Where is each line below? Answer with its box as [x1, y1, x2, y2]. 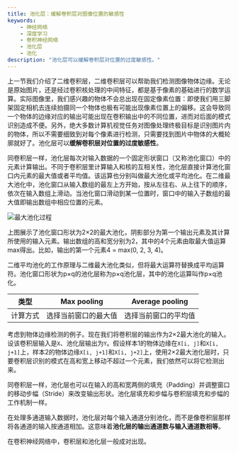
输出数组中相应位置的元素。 [25, 197, 107, 206]
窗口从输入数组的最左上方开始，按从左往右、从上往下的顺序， [50, 180, 231, 188]
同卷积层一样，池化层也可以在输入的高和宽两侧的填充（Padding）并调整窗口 [7, 380, 230, 389]
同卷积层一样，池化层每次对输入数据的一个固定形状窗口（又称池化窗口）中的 [7, 153, 231, 162]
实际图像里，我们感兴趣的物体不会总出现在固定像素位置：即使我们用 [19, 94, 218, 103]
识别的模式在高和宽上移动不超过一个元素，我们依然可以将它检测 [31, 357, 218, 365]
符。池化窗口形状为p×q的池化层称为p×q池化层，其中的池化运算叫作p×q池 [7, 270, 223, 278]
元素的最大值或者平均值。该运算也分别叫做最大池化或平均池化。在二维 [19, 171, 225, 180]
